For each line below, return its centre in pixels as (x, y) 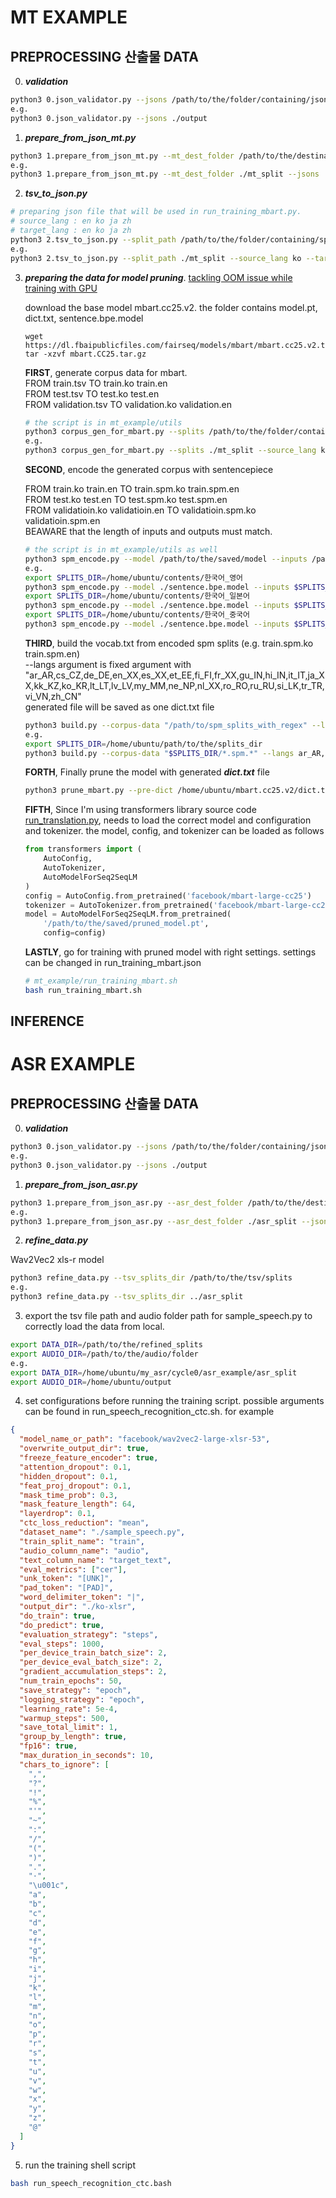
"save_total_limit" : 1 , (68, 1727)
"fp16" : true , (48, 1746)
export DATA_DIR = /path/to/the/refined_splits (106, 1345)
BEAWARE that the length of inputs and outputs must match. (148, 531)
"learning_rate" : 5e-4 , (68, 1709)
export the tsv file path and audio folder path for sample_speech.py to (168, 1316)
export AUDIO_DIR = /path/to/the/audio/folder (104, 1354)
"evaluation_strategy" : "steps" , (89, 1634)
